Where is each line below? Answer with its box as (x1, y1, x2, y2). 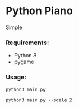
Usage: (5, 73, 27, 81)
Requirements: (5, 39, 49, 47)
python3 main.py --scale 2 (5, 97, 72, 103)
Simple (5, 24, 23, 31)
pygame (14, 58, 34, 66)
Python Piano (5, 4, 74, 18)
